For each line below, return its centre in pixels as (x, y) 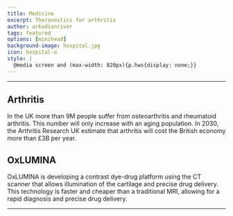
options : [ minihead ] (37, 39)
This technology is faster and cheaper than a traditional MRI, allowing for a (113, 192)
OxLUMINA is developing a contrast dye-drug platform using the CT (104, 177)
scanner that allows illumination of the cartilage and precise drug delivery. (113, 184)
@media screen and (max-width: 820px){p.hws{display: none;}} (105, 65)
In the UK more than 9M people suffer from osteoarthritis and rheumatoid (112, 116)
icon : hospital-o (32, 53)
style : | (20, 59)
